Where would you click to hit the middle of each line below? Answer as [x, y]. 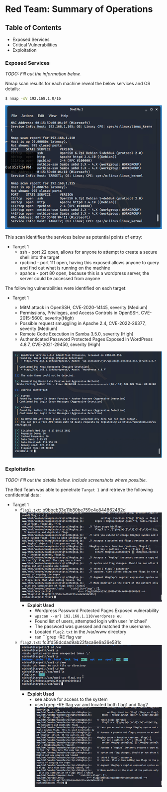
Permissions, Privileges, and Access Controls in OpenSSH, [80, 313]
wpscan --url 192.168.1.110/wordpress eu [78, 617]
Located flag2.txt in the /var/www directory [81, 632]
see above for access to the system [71, 699]
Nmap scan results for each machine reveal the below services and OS [78, 84]
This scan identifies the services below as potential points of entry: [74, 237]
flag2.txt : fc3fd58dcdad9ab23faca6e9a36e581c [71, 642]
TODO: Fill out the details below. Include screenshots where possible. [76, 480]
